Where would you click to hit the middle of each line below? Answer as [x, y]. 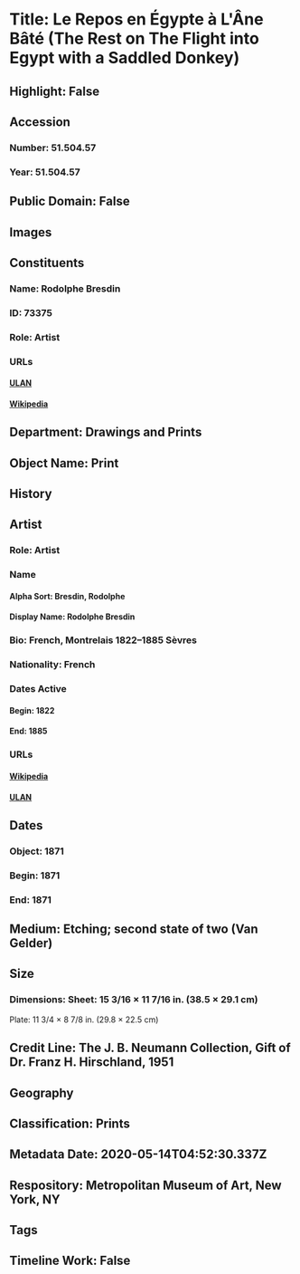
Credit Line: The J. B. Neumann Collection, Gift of [150, 1048]
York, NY [35, 1199]
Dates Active [38, 689]
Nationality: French [52, 665]
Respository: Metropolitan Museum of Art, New [145, 1185]
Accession [40, 122]
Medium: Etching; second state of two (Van [134, 929]
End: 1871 [31, 899]
